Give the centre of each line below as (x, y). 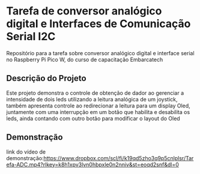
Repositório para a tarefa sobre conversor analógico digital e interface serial (100, 53)
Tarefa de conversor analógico (84, 11)
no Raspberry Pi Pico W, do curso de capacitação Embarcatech (85, 59)
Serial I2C (31, 37)
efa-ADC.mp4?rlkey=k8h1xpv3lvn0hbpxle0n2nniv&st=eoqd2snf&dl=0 (92, 164)
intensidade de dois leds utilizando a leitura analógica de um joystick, (92, 99)
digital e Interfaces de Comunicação (98, 24)
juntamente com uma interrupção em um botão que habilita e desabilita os (98, 112)
